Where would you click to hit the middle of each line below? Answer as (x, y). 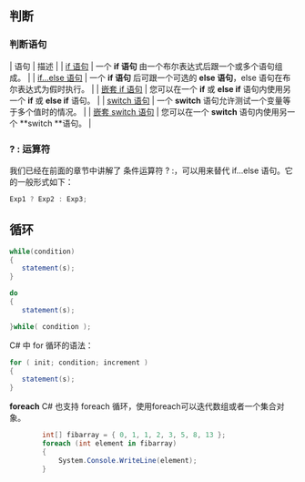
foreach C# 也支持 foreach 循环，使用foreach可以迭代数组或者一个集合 (143, 406)
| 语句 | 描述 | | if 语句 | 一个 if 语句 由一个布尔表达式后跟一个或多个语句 (142, 66)
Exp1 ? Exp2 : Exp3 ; (49, 199)
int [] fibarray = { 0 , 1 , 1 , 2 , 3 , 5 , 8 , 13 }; (134, 436)
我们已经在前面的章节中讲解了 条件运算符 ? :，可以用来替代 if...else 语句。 (147, 170)
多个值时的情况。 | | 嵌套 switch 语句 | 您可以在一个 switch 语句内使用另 (152, 111)
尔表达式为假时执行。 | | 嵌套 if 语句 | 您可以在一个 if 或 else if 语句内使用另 (150, 88)
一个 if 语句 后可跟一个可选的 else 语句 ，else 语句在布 (190, 77)
